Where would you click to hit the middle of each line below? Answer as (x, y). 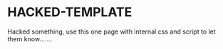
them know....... (30, 38)
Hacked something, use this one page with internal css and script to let (111, 31)
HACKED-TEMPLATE (70, 12)
